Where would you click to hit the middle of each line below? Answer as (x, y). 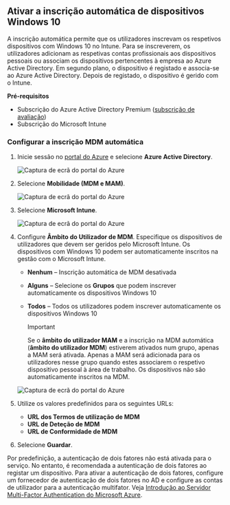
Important (41, 327)
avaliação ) (32, 116)
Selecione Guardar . (45, 445)
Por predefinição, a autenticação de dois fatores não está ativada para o (109, 458)
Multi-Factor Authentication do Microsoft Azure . (75, 495)
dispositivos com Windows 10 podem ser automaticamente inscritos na (117, 251)
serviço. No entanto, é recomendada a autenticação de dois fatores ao (107, 466)
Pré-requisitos (28, 96)
